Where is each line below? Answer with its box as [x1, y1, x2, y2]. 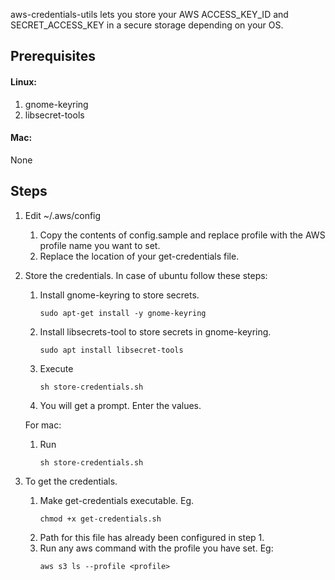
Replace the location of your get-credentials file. [39, 250, 240, 262]
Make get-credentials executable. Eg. [39, 494, 195, 506]
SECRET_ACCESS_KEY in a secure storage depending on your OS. [10, 19, 284, 31]
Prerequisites [10, 48, 96, 65]
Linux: [10, 75, 37, 88]
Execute [39, 362, 74, 374]
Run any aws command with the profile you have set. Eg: [39, 542, 274, 554]
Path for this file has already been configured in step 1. [39, 531, 265, 543]
